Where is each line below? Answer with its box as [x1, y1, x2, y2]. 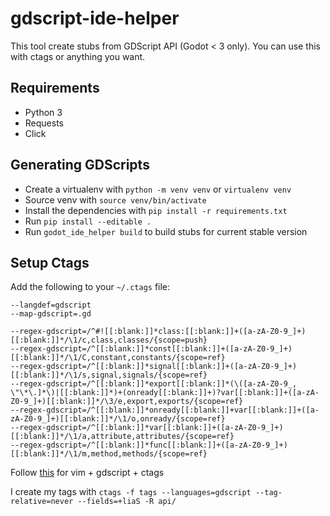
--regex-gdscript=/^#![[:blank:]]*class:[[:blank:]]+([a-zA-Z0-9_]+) [10, 327, 307, 337]
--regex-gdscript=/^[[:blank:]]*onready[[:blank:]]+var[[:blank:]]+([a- [10, 405, 320, 416]
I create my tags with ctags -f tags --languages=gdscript [10, 486, 252, 498]
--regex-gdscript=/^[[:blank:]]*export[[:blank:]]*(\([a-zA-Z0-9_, [10, 379, 298, 389]
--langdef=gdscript [10, 300, 92, 311]
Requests [24, 117, 64, 129]
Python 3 [24, 106, 63, 118]
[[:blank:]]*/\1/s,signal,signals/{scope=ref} [10, 370, 208, 381]
